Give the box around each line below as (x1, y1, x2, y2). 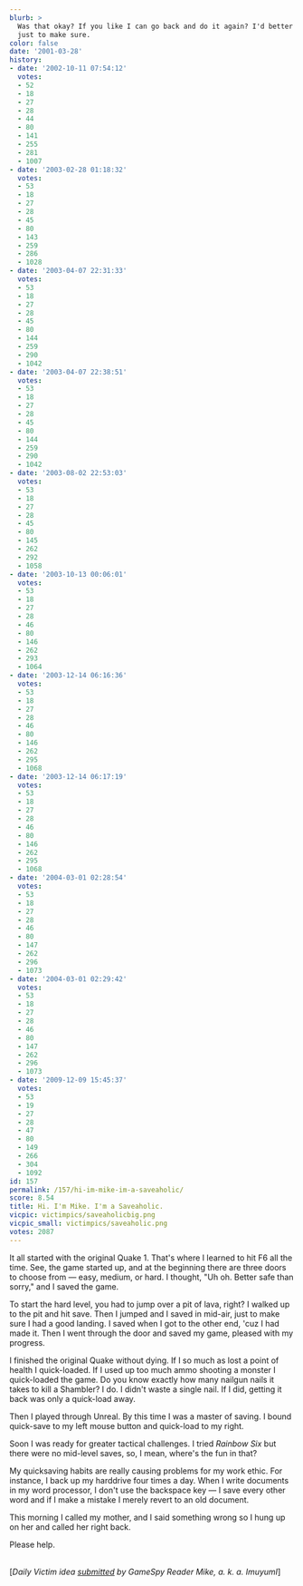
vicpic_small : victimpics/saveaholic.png (9, 1219, 168, 1228)
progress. (9, 1337, 45, 1348)
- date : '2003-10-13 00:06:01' (9, 569, 128, 579)
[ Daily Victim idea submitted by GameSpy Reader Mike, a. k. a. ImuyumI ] (9, 1566, 281, 1577)
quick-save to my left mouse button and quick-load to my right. (9, 1420, 244, 1431)
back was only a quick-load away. (9, 1393, 136, 1404)
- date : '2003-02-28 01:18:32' (9, 165, 128, 174)
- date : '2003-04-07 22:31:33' (9, 267, 128, 276)
